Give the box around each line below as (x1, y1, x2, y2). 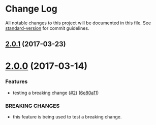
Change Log (5, 3, 57, 15)
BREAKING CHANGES (5, 102, 60, 109)
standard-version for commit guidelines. (5, 25, 89, 31)
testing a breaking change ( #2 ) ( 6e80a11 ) (12, 90, 99, 96)
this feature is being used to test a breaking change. (12, 114, 122, 120)
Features (5, 78, 28, 85)
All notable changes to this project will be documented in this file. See (5, 20, 151, 26)
